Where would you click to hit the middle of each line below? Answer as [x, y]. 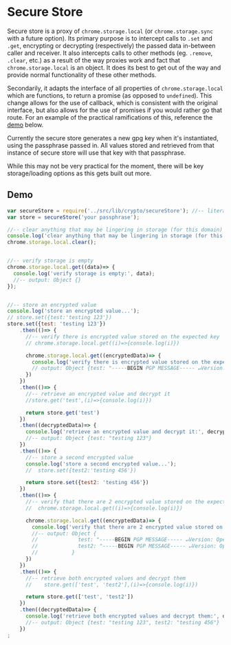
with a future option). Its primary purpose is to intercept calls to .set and [110, 38]
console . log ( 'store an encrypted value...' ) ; [73, 311]
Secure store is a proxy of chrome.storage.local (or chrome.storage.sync [110, 31]
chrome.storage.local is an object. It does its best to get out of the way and [114, 67]
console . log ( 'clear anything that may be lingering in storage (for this [115, 236]
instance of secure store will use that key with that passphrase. [97, 153]
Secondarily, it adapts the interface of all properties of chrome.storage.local [115, 88]
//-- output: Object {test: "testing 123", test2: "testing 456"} [122, 622]
